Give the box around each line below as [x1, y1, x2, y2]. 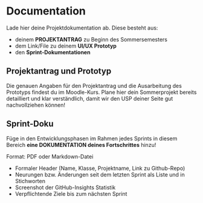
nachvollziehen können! [6, 101, 65, 108]
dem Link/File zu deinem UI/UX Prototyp [14, 42, 117, 49]
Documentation [6, 4, 86, 18]
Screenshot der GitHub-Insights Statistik [14, 184, 116, 191]
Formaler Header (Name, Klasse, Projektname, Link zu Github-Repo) [14, 164, 185, 172]
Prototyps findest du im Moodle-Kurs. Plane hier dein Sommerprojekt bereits [6, 89, 197, 96]
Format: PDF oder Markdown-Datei [6, 152, 94, 160]
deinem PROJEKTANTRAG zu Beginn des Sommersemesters [14, 36, 168, 43]
